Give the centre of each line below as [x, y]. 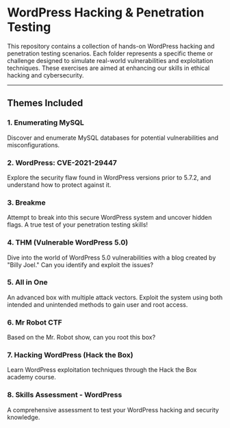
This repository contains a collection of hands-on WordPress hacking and [111, 46]
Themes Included [45, 103]
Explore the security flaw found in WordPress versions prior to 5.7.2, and [109, 177]
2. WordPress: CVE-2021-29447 [62, 162]
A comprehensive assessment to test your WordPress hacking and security [113, 410]
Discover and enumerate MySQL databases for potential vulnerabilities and [113, 138]
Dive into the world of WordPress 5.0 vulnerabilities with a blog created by [112, 257]
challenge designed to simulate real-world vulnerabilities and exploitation [110, 60]
